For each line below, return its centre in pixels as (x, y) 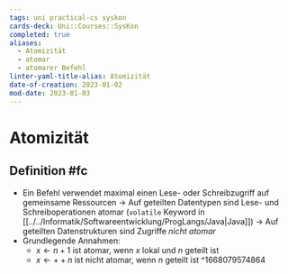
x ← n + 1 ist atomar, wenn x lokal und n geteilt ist (127, 250)
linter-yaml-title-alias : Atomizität (80, 77)
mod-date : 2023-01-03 (50, 93)
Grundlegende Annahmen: (71, 241)
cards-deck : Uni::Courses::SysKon (74, 26)
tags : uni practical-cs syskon (68, 18)
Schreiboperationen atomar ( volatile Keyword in (113, 212)
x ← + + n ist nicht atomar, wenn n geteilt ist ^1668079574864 (151, 260)
